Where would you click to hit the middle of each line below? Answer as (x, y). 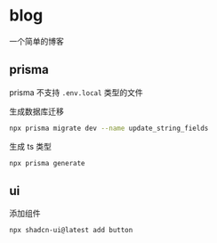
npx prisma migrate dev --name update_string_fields (109, 128)
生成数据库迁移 (36, 111)
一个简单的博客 (36, 41)
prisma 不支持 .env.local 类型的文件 (76, 92)
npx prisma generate (48, 163)
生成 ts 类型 (30, 146)
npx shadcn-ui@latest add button (71, 231)
